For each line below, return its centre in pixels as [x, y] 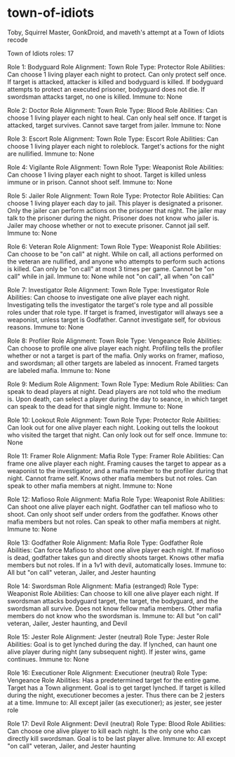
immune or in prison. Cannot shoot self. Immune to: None [90, 182]
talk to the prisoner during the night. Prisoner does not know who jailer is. [113, 218]
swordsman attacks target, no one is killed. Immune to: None [95, 97]
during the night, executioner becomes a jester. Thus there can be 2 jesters [116, 695]
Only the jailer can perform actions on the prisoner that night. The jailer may [117, 210]
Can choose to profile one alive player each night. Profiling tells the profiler [115, 348]
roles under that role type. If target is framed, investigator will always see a [115, 312]
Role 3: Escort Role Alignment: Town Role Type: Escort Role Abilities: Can [113, 139]
